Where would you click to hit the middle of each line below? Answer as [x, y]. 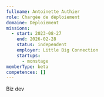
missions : [18, 28]
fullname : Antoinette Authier [43, 12]
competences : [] [26, 72]
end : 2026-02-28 [37, 39]
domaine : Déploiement [33, 22]
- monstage [35, 61]
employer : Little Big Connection [58, 50]
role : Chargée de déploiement [43, 17]
